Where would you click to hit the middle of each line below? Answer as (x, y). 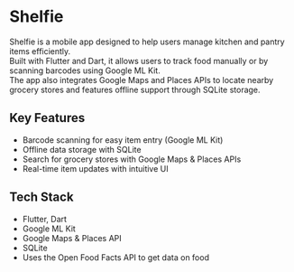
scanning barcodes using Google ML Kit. (85, 70)
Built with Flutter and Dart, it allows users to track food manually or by (139, 61)
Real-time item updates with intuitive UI (95, 168)
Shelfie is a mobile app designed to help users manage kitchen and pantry (147, 42)
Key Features (47, 118)
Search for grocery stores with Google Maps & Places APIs (132, 159)
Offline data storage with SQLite (82, 149)
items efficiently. (40, 51)
